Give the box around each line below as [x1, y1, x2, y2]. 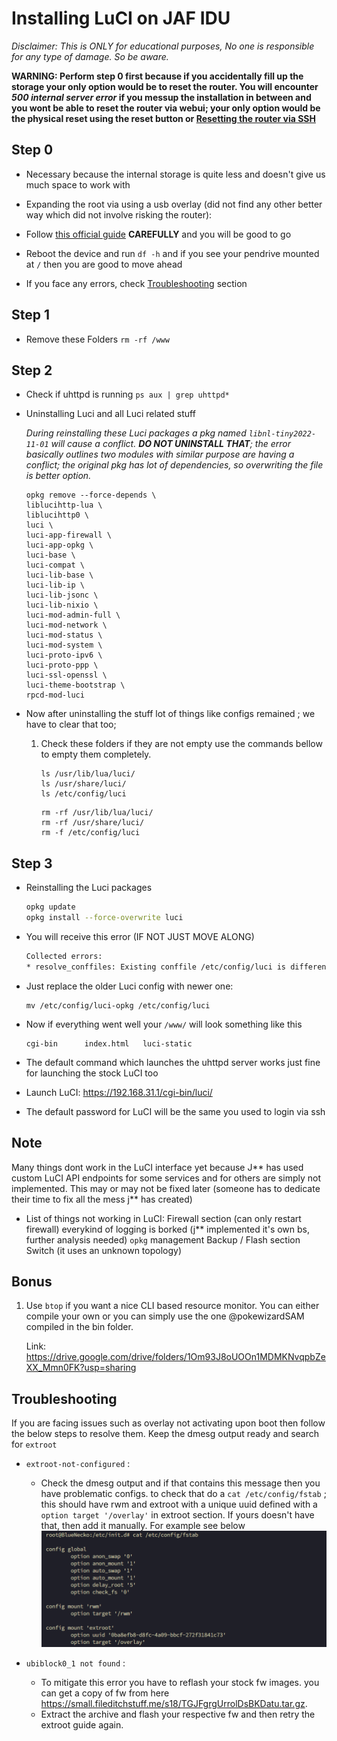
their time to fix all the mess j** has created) [11, 1193, 193, 1205]
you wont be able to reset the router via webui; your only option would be [11, 102, 321, 114]
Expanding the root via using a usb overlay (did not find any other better [25, 198, 323, 210]
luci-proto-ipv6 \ [25, 650, 103, 661]
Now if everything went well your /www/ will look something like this [25, 1018, 303, 1030]
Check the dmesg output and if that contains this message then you [40, 1477, 321, 1489]
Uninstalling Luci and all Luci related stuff [25, 408, 196, 420]
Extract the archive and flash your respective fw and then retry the [40, 1708, 316, 1721]
